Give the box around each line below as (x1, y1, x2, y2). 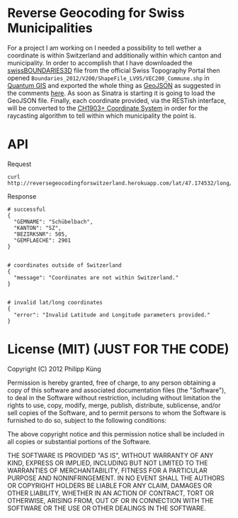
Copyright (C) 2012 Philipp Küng (7, 364, 101, 373)
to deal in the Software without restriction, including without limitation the (7, 393, 221, 402)
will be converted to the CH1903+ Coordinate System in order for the (7, 104, 208, 112)
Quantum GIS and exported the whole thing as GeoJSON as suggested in (7, 81, 221, 89)
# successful (7, 206, 46, 213)
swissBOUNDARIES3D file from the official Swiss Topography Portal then (7, 66, 220, 75)
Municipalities (7, 20, 93, 36)
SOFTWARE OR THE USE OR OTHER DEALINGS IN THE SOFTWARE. (7, 504, 206, 512)
